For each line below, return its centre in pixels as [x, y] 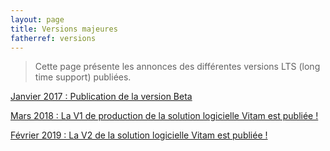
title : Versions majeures [64, 29]
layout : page [37, 19]
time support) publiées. [83, 77]
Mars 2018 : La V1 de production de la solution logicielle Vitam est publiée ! [164, 116]
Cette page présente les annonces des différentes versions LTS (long [177, 67]
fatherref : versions [53, 38]
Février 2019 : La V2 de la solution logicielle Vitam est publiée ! [139, 135]
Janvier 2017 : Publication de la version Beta [101, 97]
